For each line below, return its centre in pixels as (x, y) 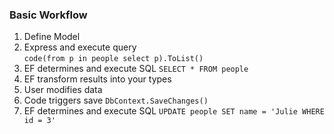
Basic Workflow (48, 15)
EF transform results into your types (97, 79)
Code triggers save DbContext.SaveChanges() (116, 100)
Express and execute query (80, 47)
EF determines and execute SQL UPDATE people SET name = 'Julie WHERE (174, 111)
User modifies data (63, 90)
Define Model (52, 37)
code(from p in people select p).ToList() (113, 59)
